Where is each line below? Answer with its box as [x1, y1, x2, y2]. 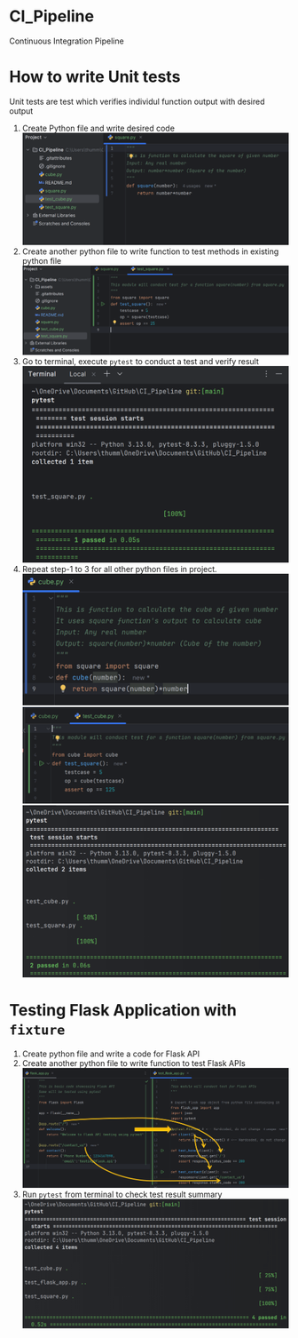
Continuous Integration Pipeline [9, 36, 124, 46]
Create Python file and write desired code [21, 123, 176, 133]
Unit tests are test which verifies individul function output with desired [9, 96, 265, 107]
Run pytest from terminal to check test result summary [21, 1189, 223, 1200]
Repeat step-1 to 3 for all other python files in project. [21, 563, 217, 574]
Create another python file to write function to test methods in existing [21, 246, 279, 257]
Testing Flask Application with [9, 1000, 237, 1021]
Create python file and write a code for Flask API [21, 1048, 200, 1059]
